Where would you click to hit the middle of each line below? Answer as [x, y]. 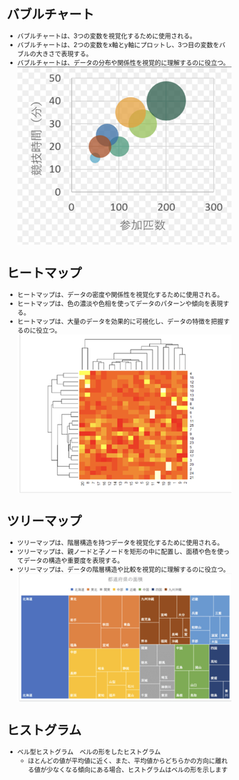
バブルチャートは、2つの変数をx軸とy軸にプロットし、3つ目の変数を [118, 44]
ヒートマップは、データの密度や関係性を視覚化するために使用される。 [120, 294]
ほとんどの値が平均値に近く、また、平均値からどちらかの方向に [121, 760]
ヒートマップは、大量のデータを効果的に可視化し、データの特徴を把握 [120, 321]
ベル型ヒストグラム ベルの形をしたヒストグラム [89, 751]
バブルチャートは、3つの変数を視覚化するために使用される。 [107, 36]
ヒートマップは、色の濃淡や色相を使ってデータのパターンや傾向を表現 [120, 303]
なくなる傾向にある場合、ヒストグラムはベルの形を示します [140, 769]
